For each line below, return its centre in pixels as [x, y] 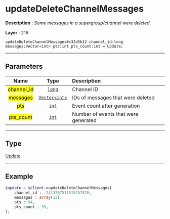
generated [84, 120]
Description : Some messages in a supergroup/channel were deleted [78, 23]
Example [19, 176]
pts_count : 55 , [32, 207]
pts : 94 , [25, 202]
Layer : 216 [17, 32]
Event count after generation [106, 106]
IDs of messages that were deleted [113, 98]
